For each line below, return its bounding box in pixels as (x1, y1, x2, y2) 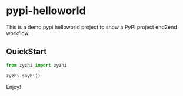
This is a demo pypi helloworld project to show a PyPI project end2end (6, 23, 178, 30)
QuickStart (6, 47, 47, 57)
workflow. (6, 29, 30, 36)
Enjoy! (6, 83, 22, 90)
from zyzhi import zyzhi (6, 62, 67, 68)
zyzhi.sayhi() (6, 73, 41, 78)
